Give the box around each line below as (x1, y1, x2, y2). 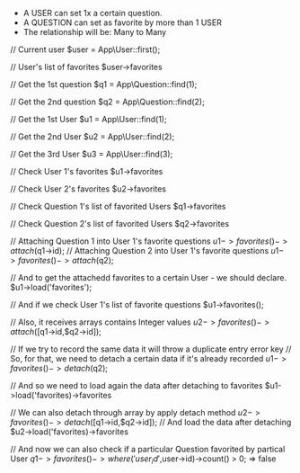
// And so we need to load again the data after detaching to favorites (10, 380, 263, 390)
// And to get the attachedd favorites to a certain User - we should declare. (10, 272, 287, 282)
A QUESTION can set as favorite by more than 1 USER (22, 17, 223, 28)
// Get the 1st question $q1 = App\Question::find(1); (10, 79, 198, 89)
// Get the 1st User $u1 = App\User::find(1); (10, 114, 167, 124)
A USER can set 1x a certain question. (22, 8, 163, 18)
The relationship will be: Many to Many (22, 27, 167, 37)
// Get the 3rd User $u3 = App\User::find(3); (10, 148, 173, 159)
